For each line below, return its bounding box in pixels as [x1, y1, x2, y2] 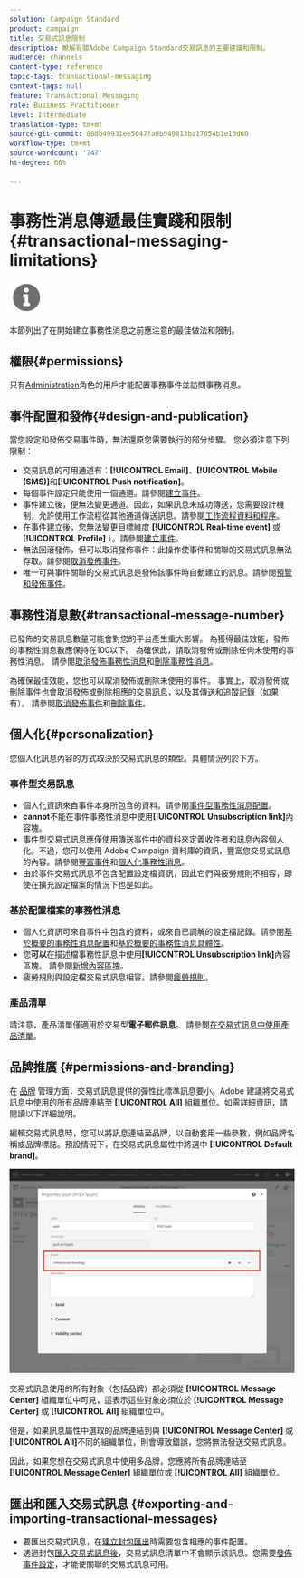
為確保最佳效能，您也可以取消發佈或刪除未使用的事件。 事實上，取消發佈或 [9, 676, 290, 686]
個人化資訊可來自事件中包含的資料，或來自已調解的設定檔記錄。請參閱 [22, 926, 285, 938]
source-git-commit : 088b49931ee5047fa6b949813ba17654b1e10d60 [9, 130, 249, 139]
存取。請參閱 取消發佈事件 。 [22, 556, 127, 567]
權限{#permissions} [9, 354, 124, 369]
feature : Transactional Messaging [9, 91, 140, 100]
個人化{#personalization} [9, 726, 155, 743]
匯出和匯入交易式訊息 [9, 1496, 128, 1512]
